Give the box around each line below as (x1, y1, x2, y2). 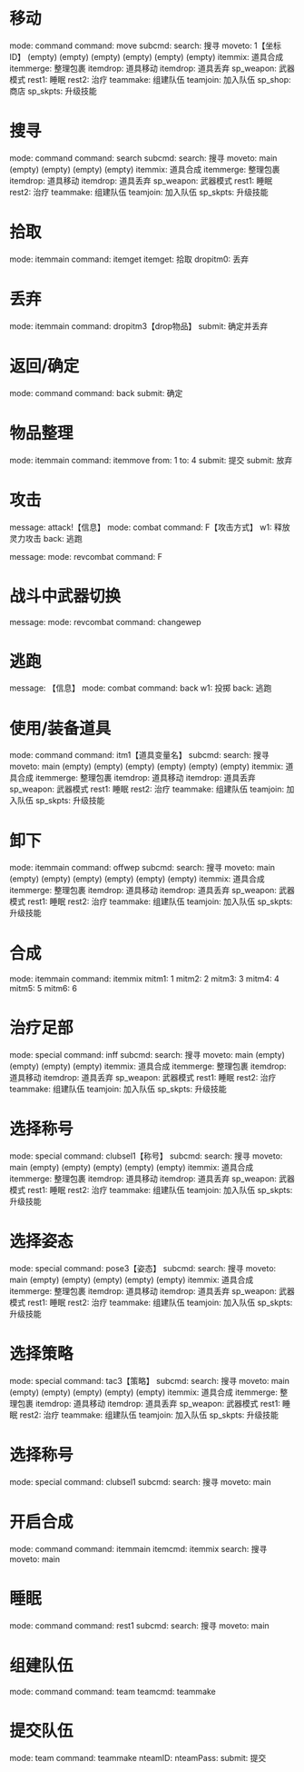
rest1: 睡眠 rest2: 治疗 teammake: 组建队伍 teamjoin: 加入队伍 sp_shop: (26, 74, 291, 85)
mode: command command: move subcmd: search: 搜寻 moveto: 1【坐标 (9, 40, 282, 51)
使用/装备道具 (9, 718, 112, 739)
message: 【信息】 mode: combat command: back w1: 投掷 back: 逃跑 (9, 682, 272, 693)
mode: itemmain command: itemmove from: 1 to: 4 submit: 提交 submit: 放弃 (9, 454, 293, 465)
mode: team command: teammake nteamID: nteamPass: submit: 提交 (9, 1752, 267, 1763)
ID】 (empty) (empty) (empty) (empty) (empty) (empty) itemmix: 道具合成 (9, 51, 284, 62)
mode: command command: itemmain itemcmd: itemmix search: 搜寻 (9, 1543, 268, 1554)
